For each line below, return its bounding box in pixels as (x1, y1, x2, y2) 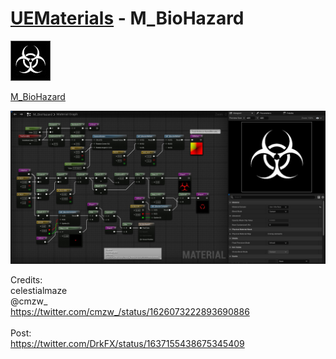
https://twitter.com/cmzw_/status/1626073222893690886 (10, 306, 250, 318)
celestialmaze (10, 285, 68, 297)
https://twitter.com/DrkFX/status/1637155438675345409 (10, 338, 245, 350)
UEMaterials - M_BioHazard (10, 7, 245, 30)
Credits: (10, 274, 43, 286)
